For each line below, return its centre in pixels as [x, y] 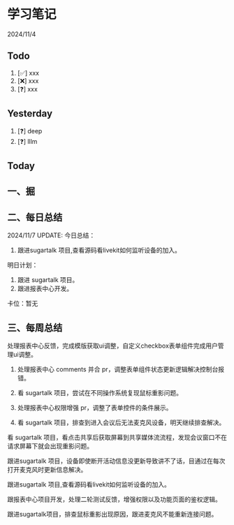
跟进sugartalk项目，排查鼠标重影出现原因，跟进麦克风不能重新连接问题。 [112, 514]
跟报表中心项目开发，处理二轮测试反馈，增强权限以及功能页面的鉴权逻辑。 [114, 499]
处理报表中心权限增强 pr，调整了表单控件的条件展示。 [95, 407]
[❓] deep [30, 131]
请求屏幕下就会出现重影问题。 [50, 446]
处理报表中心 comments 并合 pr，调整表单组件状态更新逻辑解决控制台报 [121, 369]
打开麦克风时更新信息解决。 [47, 469]
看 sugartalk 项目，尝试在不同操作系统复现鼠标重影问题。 [100, 392]
